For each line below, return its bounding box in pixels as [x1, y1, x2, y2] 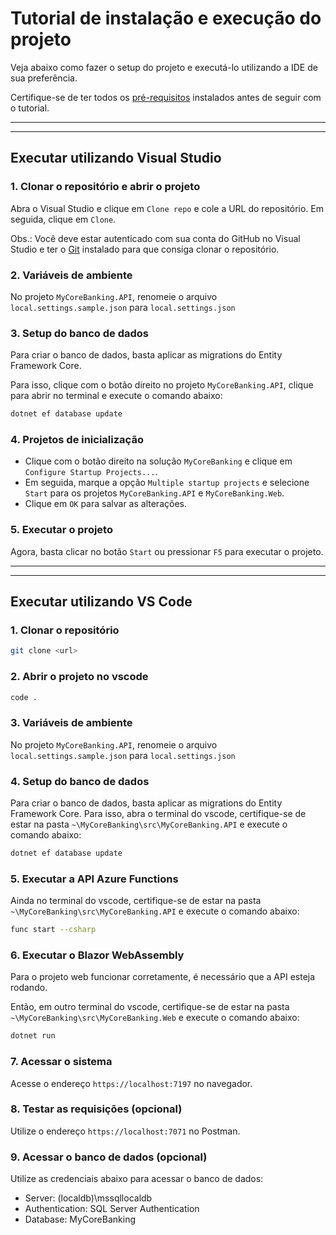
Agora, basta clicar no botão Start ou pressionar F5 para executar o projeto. [10, 545, 324, 557]
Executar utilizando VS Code [10, 593, 193, 611]
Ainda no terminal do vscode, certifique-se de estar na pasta [10, 895, 262, 907]
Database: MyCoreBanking [24, 1213, 136, 1226]
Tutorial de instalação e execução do [10, 7, 322, 30]
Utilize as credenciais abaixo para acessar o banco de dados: [10, 1173, 264, 1185]
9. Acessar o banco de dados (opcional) [10, 1150, 208, 1164]
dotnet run [10, 1031, 56, 1041]
